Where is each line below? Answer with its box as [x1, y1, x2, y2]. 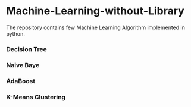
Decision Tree [6, 45, 48, 53]
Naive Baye [6, 61, 40, 69]
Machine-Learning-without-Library [6, 4, 184, 18]
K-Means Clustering [6, 93, 66, 101]
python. [6, 30, 25, 37]
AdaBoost [6, 77, 36, 85]
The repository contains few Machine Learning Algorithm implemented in [6, 24, 186, 31]
